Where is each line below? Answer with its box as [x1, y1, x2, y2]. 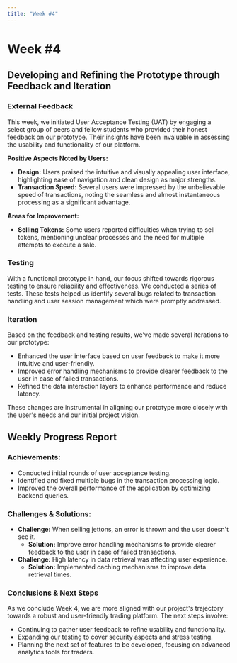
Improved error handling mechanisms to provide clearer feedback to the [17, 367, 228, 376]
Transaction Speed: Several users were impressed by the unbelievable [17, 182, 226, 191]
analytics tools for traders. [17, 648, 95, 657]
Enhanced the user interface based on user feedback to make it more [17, 352, 221, 360]
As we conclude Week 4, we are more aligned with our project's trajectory [7, 604, 224, 613]
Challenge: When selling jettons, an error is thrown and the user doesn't [17, 525, 229, 534]
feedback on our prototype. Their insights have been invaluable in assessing [7, 133, 230, 141]
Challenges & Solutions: [7, 508, 92, 518]
